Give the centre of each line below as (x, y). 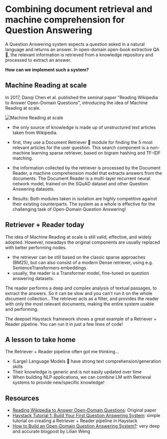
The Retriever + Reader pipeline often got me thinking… (62, 352)
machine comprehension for (65, 20)
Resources (22, 398)
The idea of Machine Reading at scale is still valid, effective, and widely (79, 237)
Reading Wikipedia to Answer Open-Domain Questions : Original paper (84, 410)
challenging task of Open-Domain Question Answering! (69, 209)
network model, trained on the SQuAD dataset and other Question (80, 183)
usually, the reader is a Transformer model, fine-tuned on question (81, 273)
